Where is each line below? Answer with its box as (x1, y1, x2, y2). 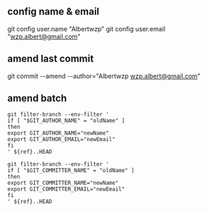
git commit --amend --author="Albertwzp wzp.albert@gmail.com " (7, 71, 201, 80)
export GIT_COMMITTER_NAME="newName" (7, 179, 119, 187)
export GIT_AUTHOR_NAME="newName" (7, 129, 110, 137)
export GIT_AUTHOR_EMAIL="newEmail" (7, 136, 116, 143)
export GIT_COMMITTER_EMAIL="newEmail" (7, 186, 125, 193)
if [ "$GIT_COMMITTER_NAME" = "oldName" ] (7, 167, 135, 174)
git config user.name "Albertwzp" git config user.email (7, 24, 166, 33)
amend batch (7, 92, 67, 105)
